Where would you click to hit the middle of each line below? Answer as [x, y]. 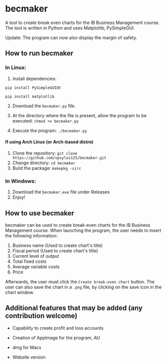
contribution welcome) [41, 316]
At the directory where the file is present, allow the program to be [80, 115]
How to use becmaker [40, 213]
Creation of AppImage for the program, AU [56, 337]
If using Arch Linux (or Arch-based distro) [49, 142]
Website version [29, 357]
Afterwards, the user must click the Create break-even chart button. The [80, 281]
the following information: [31, 235]
